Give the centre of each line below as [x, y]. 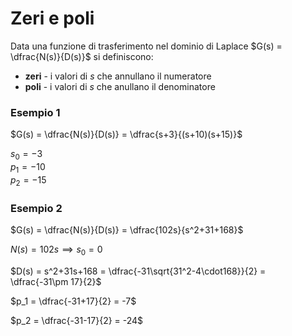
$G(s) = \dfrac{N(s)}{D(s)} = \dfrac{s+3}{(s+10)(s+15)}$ [126, 134]
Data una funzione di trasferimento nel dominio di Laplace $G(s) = [146, 46]
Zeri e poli [52, 18]
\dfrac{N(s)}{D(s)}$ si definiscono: [82, 56]
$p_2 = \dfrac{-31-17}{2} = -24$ [77, 320]
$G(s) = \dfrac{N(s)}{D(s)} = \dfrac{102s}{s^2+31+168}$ [127, 229]
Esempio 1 [35, 112]
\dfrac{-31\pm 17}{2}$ [56, 281]
